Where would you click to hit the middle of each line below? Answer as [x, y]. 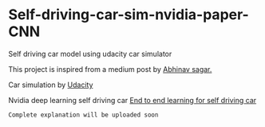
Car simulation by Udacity [51, 85]
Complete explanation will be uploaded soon [83, 115]
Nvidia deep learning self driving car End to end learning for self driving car [132, 100]
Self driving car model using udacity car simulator [90, 54]
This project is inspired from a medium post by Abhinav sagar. [110, 69]
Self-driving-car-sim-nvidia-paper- [129, 15]
